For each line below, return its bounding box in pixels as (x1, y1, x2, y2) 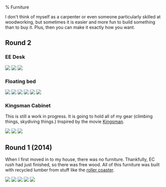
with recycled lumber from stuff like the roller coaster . (5, 167, 115, 173)
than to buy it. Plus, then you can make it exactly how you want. (5, 24, 135, 30)
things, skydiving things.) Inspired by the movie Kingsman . (5, 119, 125, 125)
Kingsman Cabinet (5, 102, 51, 109)
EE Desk (5, 54, 25, 61)
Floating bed (5, 78, 36, 85)
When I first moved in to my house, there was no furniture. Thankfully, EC (5, 156, 155, 163)
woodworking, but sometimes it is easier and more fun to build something (5, 19, 156, 25)
